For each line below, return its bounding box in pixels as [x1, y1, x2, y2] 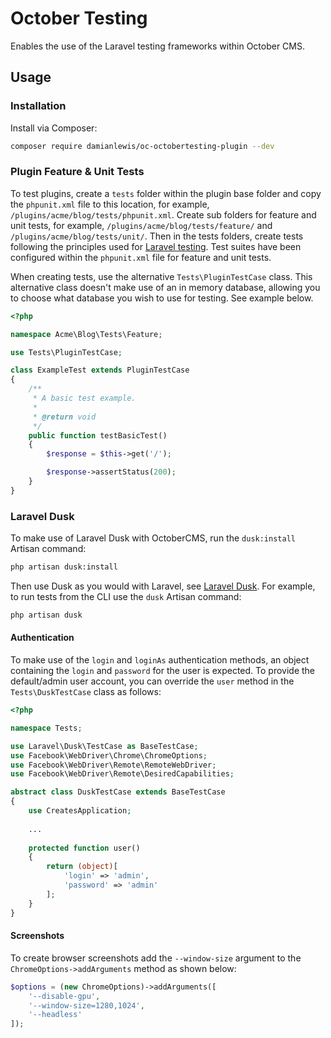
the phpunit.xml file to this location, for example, [10, 198, 210, 210]
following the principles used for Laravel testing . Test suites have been [10, 240, 302, 252]
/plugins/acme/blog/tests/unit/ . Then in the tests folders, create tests [10, 230, 304, 242]
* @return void [32, 412, 97, 422]
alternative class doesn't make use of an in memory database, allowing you [10, 281, 321, 293]
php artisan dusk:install [10, 562, 118, 572]
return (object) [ [46, 862, 118, 872]
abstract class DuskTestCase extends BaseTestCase [10, 787, 226, 797]
